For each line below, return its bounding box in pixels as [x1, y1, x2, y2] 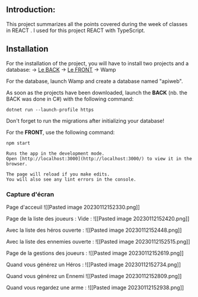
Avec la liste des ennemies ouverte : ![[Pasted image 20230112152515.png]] [6, 238, 191, 245]
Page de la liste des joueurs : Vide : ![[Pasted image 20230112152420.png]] [6, 215, 190, 222]
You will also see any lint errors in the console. [6, 176, 136, 183]
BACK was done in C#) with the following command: [6, 95, 134, 103]
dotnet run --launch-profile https [6, 107, 94, 113]
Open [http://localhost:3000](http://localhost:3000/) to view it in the [6, 155, 193, 162]
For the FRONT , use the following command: [6, 129, 115, 136]
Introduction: [6, 5, 56, 15]
